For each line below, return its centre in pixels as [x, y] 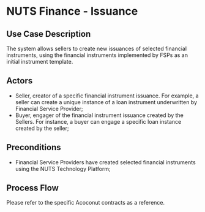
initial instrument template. [40, 62]
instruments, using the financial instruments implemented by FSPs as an [97, 55]
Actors [20, 81]
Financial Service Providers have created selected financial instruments [105, 162]
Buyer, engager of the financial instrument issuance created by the [99, 115]
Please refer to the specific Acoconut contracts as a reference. [86, 203]
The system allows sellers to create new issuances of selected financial [97, 48]
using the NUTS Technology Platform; [63, 168]
